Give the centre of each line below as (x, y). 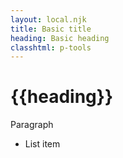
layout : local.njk (48, 19)
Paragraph (32, 125)
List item (42, 144)
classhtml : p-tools (51, 47)
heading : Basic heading (60, 38)
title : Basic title (51, 29)
